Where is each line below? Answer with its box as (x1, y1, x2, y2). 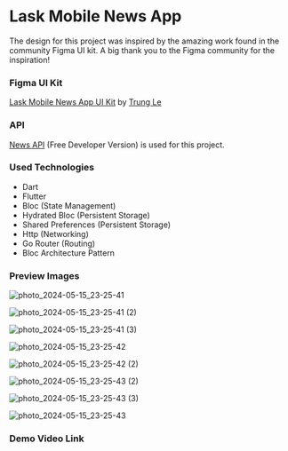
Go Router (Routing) (21, 238, 96, 249)
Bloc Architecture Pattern (21, 247, 116, 258)
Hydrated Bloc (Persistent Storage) (21, 210, 151, 220)
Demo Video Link (9, 432, 84, 445)
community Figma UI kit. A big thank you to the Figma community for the (9, 44, 276, 55)
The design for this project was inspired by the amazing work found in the (9, 36, 280, 46)
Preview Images (9, 269, 80, 281)
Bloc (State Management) (21, 200, 116, 210)
